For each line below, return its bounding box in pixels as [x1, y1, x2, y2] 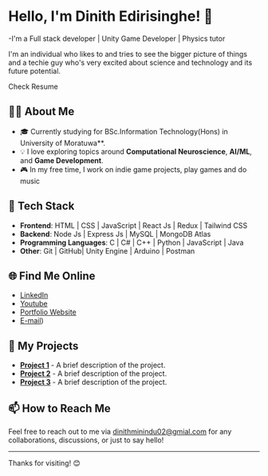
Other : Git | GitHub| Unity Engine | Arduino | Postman [19, 246, 195, 255]
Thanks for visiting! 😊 [8, 458, 81, 467]
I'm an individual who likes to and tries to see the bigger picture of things [8, 49, 248, 58]
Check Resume [8, 82, 58, 91]
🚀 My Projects [8, 339, 79, 353]
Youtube [19, 299, 48, 309]
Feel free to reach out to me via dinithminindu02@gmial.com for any [8, 427, 232, 436]
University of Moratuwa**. [19, 138, 106, 147]
